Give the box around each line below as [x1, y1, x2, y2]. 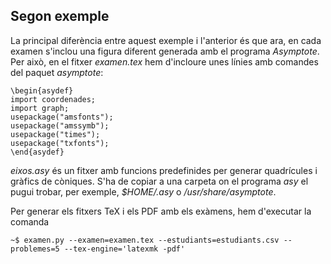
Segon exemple [10, 8, 110, 25]
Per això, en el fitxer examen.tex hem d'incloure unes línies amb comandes [10, 55, 319, 68]
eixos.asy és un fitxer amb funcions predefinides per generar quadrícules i [10, 164, 318, 176]
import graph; [10, 103, 70, 113]
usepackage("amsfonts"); [10, 112, 114, 122]
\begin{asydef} [10, 85, 74, 96]
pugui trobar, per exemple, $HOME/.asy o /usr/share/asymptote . [10, 185, 277, 198]
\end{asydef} [10, 147, 65, 157]
